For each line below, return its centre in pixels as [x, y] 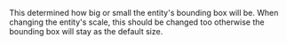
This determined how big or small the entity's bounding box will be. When [144, 13]
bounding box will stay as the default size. [86, 31]
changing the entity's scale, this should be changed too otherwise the [137, 22]
